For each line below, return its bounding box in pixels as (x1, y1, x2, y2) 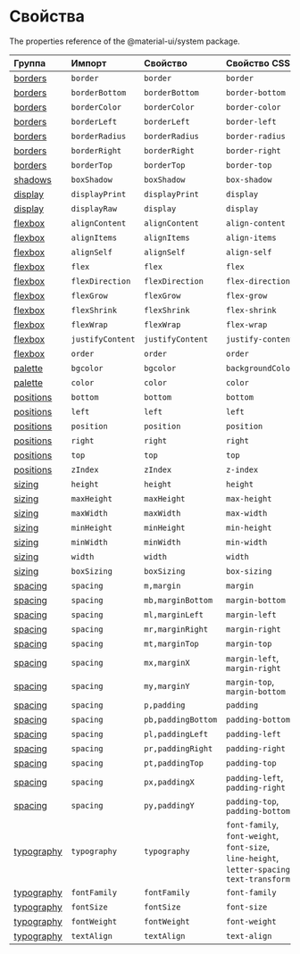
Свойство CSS (226, 56, 290, 69)
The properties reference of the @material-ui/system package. (9, 36, 241, 46)
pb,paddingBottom (144, 714, 218, 725)
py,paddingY (144, 801, 195, 810)
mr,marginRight (144, 624, 208, 635)
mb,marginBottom (144, 595, 213, 605)
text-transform (226, 874, 290, 884)
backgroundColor (226, 363, 296, 373)
